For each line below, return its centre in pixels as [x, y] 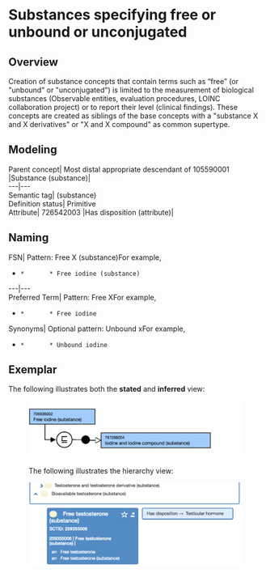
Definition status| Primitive [52, 203]
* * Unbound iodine [63, 345]
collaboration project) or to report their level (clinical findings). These [123, 107]
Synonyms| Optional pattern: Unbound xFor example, [97, 329]
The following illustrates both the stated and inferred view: [107, 389]
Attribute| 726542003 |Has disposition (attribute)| [91, 212]
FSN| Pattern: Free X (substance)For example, [85, 257]
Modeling [33, 150]
